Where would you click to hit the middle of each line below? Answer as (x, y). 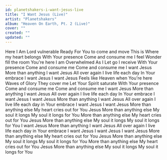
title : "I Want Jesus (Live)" (37, 14)
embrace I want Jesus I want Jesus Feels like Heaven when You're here (79, 78)
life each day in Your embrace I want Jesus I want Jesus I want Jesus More (83, 131)
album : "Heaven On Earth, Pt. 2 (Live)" (48, 24)
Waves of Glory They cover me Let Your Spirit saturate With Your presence (82, 83)
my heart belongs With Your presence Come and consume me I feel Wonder (83, 57)
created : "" (17, 33)
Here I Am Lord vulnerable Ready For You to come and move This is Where (82, 51)
